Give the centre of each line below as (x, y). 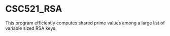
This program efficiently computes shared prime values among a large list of (85, 23)
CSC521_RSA (34, 9)
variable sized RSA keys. (31, 28)
